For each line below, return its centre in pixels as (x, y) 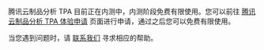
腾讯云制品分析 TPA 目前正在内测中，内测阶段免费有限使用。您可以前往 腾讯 (132, 11)
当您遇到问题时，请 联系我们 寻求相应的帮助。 (83, 38)
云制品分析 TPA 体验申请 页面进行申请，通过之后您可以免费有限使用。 (122, 21)
